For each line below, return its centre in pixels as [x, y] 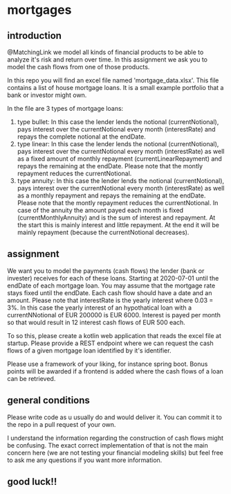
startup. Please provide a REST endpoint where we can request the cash [110, 343]
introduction [35, 36]
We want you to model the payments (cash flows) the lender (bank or [106, 271]
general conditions [48, 400]
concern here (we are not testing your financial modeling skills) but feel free [115, 452]
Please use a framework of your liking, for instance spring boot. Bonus [108, 364]
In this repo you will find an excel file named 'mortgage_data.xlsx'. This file [113, 80]
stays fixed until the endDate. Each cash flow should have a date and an [110, 292]
